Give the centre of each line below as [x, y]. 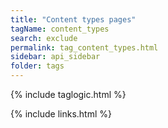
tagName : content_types [60, 29]
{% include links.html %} [61, 114]
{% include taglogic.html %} [68, 94]
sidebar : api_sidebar [55, 57]
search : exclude [44, 38]
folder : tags [37, 66]
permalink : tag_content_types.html [84, 47]
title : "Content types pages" [73, 19]
